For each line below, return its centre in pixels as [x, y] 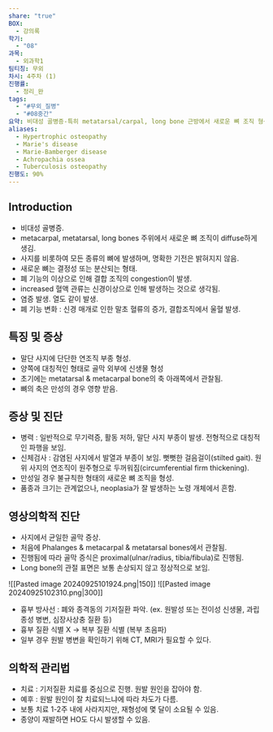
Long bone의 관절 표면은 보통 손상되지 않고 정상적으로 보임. [115, 568]
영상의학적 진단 [44, 516]
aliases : [23, 129]
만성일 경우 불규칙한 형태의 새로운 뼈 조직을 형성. [97, 478]
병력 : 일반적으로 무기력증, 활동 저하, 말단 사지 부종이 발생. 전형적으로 [129, 437]
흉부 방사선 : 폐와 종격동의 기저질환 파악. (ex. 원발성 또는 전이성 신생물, [132, 609]
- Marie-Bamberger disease [61, 152]
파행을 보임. [48, 448]
